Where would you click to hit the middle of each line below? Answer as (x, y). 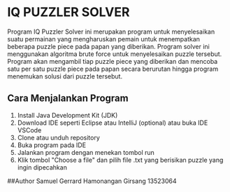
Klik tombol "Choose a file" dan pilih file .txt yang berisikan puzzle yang (120, 160)
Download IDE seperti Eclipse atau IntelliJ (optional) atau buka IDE (113, 123)
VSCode (29, 130)
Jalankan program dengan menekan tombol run (86, 152)
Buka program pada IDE (51, 145)
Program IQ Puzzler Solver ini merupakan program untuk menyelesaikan (111, 32)
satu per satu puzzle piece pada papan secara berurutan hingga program (113, 69)
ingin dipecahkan (42, 167)
